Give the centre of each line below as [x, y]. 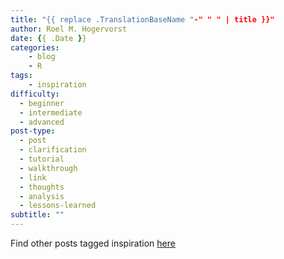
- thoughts [42, 187]
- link [33, 177]
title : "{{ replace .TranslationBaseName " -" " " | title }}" [142, 19]
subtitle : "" [37, 215]
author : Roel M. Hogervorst [69, 29]
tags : [21, 76]
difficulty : [35, 94]
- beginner [42, 103]
